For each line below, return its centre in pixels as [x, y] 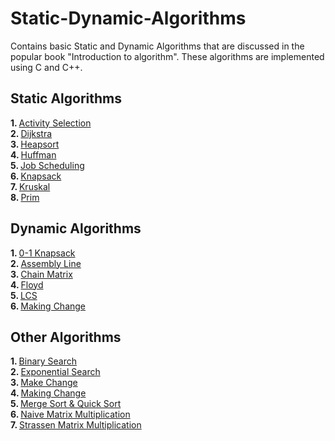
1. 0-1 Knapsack [43, 253]
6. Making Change [48, 306]
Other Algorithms [66, 337]
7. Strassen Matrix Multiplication [76, 425]
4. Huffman [33, 154]
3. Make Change [44, 383]
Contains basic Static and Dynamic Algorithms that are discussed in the [157, 46]
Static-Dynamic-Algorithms [128, 18]
